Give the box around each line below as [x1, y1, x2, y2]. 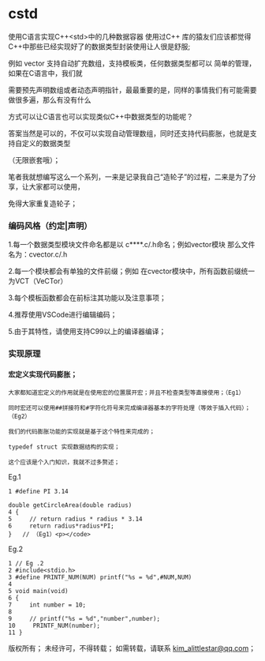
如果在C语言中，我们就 [8, 68, 83, 77]
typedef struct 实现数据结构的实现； [8, 443, 121, 451]
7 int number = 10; [8, 601, 87, 609]
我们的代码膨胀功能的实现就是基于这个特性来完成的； [8, 428, 155, 436]
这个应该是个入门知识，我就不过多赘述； [8, 459, 120, 467]
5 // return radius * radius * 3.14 [8, 515, 144, 524]
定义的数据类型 [21, 138, 71, 148]
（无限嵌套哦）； [8, 155, 61, 164]
